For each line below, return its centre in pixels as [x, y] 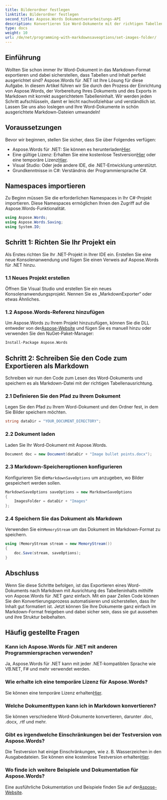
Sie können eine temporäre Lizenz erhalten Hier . [54, 693]
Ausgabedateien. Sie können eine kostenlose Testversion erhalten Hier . [78, 757]
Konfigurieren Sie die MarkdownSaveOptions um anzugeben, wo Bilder [75, 478]
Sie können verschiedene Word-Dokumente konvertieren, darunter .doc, [79, 716]
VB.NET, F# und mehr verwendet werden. [48, 669]
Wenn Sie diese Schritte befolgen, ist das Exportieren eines [66, 585]
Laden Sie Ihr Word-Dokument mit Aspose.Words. [56, 445]
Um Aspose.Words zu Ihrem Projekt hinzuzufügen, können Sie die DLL [77, 323]
